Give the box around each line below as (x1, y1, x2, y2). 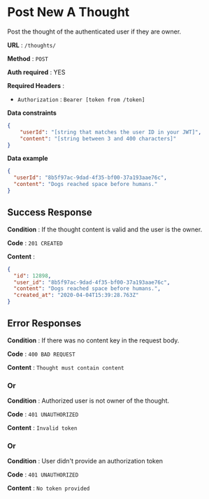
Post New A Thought (7, 4, 130, 20)
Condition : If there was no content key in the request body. (7, 336, 180, 345)
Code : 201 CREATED (7, 238, 63, 247)
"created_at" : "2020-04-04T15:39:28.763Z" (13, 291, 139, 299)
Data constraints (7, 108, 57, 117)
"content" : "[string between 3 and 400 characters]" (20, 135, 177, 142)
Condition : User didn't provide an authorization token (7, 457, 163, 465)
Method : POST (7, 54, 49, 63)
